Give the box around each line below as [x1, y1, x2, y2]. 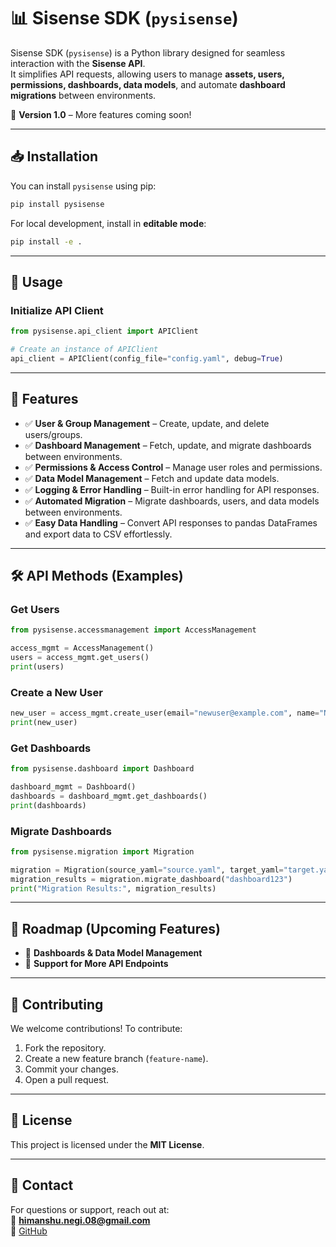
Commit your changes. [24, 1063, 119, 1075]
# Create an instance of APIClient [10, 345, 159, 355]
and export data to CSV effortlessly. [24, 528, 173, 540]
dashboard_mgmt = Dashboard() [10, 782, 137, 792]
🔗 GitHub [10, 1225, 48, 1237]
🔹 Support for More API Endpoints [24, 958, 169, 970]
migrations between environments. [10, 89, 157, 101]
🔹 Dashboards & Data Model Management [24, 947, 203, 959]
